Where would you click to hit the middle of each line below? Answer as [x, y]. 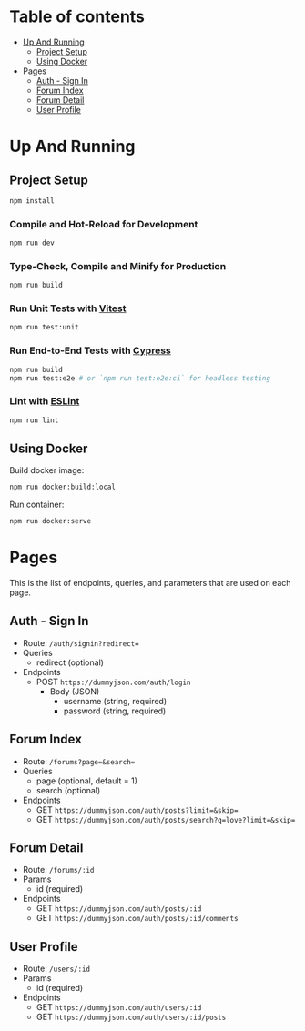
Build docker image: [47, 470]
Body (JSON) [75, 691]
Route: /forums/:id [58, 870]
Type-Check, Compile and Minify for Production [118, 266]
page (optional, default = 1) [87, 781]
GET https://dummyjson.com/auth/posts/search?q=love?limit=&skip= [166, 819]
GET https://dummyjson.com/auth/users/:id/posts [131, 1017]
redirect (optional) [70, 662]
